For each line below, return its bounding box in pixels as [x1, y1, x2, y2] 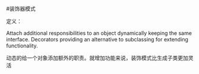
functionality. [6, 42, 39, 49]
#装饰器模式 [6, 5, 36, 12]
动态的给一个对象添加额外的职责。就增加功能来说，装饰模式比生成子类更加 [6, 54, 188, 61]
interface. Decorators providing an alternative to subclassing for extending [6, 36, 189, 43]
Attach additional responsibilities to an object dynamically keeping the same [6, 30, 192, 37]
